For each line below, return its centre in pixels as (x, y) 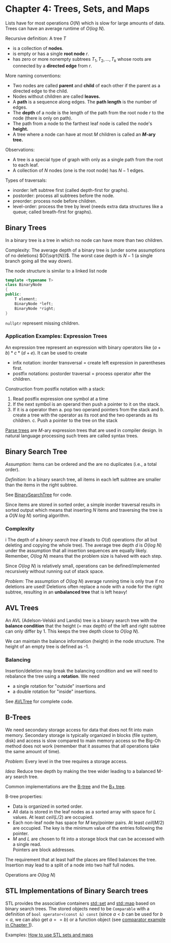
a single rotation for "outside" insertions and (59, 686)
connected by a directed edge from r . (52, 66)
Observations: (20, 150)
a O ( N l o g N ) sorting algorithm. (38, 515)
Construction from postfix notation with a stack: (55, 389)
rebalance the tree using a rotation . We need (52, 676)
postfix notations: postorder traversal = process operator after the (82, 374)
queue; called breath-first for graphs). (52, 212)
